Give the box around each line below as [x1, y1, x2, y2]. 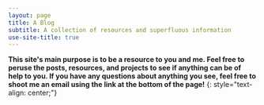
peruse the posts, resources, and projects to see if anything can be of [8, 63, 242, 73]
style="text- [213, 80, 253, 89]
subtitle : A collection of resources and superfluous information [8, 26, 232, 34]
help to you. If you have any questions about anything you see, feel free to [8, 71, 257, 81]
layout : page [8, 11, 51, 20]
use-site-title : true [8, 33, 80, 42]
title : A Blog [8, 19, 55, 27]
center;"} [27, 88, 58, 98]
